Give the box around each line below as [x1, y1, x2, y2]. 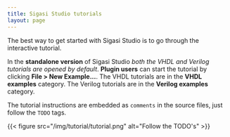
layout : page [7, 17, 46, 24]
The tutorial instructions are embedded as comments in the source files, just [7, 100, 223, 109]
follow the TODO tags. [7, 108, 67, 117]
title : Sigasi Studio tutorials [7, 10, 102, 18]
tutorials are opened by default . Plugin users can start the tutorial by [7, 65, 207, 73]
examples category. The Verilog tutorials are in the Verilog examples [7, 79, 209, 88]
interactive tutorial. [7, 44, 62, 52]
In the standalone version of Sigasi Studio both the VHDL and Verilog [7, 57, 210, 65]
